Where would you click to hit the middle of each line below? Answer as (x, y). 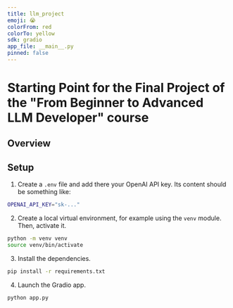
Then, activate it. (42, 226)
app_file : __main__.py (40, 46)
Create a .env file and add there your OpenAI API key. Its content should (122, 184)
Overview (29, 144)
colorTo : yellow (31, 33)
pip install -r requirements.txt (56, 271)
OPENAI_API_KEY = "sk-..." (44, 205)
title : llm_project (36, 14)
